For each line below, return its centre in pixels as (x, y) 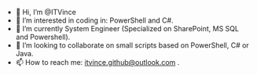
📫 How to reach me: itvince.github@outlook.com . (97, 62)
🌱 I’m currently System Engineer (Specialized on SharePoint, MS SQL (127, 29)
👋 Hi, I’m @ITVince (46, 12)
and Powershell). (43, 37)
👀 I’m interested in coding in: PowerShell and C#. (95, 20)
